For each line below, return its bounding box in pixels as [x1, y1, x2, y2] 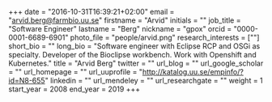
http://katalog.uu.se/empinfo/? [142, 67, 244, 76]
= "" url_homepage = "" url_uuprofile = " [8, 67, 143, 76]
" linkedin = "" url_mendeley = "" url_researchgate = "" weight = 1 [45, 76, 263, 85]
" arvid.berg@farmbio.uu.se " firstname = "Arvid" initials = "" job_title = [8, 15, 241, 25]
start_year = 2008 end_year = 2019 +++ [8, 84, 141, 94]
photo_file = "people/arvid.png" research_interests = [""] [70, 32, 260, 42]
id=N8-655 [8, 76, 46, 85]
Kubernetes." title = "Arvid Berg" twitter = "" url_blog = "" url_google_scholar [8, 58, 264, 68]
